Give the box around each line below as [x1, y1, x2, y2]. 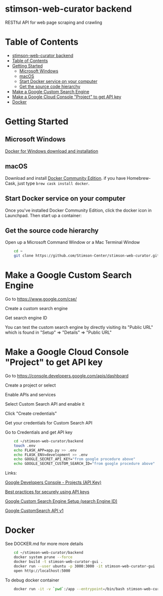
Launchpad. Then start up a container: [5, 212, 82, 218]
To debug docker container [5, 577, 60, 583]
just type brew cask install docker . [17, 180, 90, 186]
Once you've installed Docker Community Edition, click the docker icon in [5, 207, 152, 213]
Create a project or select [5, 382, 56, 388]
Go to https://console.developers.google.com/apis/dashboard [5, 373, 129, 378]
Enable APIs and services [5, 392, 56, 397]
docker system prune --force [14, 555, 73, 560]
